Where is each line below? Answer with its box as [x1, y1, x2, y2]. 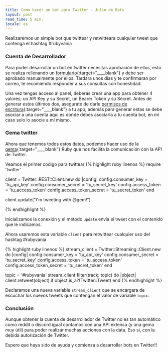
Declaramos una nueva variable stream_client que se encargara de [5, 287, 145, 293]
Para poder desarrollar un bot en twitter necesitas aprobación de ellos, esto [5, 64, 161, 70]
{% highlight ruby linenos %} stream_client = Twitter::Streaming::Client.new [5, 246, 161, 252]
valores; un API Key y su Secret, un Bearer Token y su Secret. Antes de [5, 95, 152, 101]
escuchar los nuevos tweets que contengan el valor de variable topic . [5, 292, 150, 298]
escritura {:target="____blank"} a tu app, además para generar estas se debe [5, 106, 162, 112]
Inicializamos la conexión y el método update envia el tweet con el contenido [5, 216, 163, 222]
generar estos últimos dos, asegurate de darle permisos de [5, 101, 128, 107]
